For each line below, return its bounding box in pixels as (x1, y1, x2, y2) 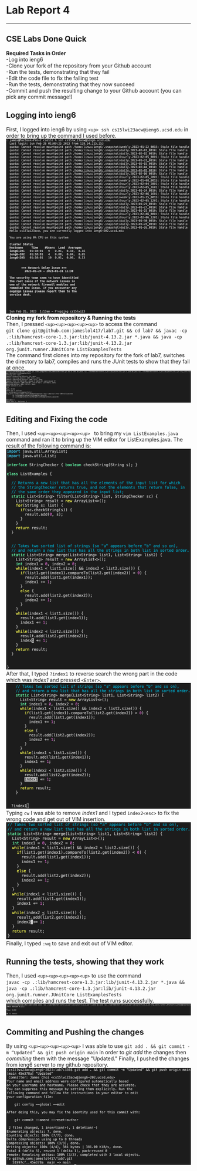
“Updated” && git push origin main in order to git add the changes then (11, 1049, 186, 1056)
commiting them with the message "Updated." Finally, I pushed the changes (6, 1055, 189, 1062)
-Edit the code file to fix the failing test (6, 74, 98, 82)
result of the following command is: (6, 442, 91, 449)
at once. (6, 364, 26, 371)
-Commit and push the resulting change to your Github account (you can (6, 87, 182, 94)
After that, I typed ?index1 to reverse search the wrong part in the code (6, 670, 178, 677)
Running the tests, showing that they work (6, 957, 164, 967)
